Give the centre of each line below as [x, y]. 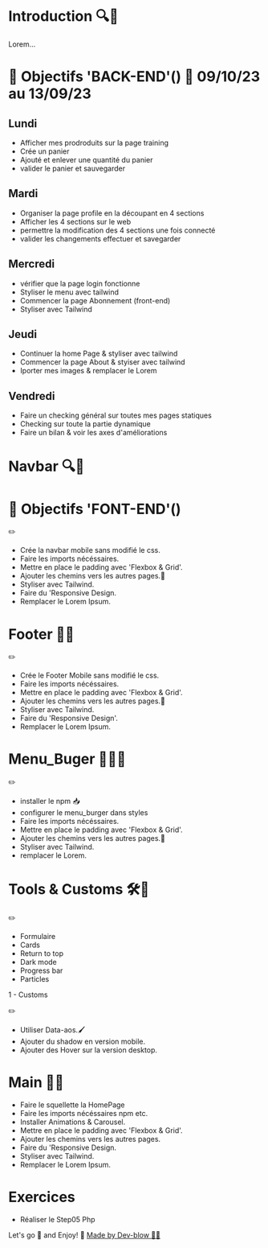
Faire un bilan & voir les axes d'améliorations [93, 433]
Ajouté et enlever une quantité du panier [87, 159]
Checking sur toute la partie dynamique [85, 424]
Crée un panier [45, 151]
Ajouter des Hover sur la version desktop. [89, 1050]
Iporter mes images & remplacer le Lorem [89, 371]
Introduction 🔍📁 [63, 16]
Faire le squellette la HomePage [73, 1105]
